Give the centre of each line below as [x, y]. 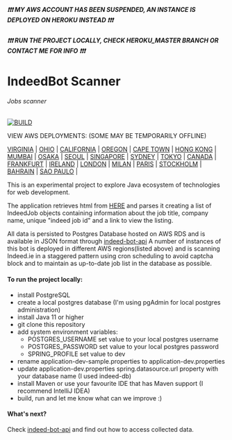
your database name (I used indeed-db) [74, 376]
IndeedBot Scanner [64, 82]
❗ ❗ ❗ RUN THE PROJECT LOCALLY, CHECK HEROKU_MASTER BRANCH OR [113, 40]
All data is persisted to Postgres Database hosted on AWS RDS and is [106, 234]
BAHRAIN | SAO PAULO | [43, 171]
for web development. [39, 192]
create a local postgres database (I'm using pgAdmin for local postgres [119, 302]
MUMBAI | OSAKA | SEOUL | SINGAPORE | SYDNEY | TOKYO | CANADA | [112, 157]
